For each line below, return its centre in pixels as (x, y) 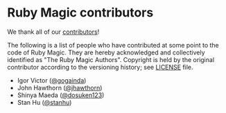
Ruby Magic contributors (80, 13)
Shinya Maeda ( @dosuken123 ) (61, 95)
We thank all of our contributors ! (53, 32)
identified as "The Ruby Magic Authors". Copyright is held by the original (111, 59)
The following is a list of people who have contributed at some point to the (113, 45)
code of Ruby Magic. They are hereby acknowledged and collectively (106, 52)
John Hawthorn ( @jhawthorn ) (60, 88)
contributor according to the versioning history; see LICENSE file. (100, 67)
